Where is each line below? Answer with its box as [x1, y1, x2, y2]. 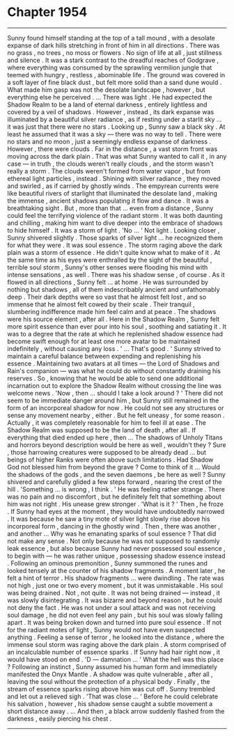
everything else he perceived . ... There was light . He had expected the [7, 93, 212, 101]
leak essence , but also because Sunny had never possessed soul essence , [7, 544, 226, 552]
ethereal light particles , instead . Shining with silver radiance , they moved [7, 174, 221, 182]
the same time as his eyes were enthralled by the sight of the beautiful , [7, 256, 212, 264]
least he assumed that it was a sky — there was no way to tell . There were [7, 130, 221, 138]
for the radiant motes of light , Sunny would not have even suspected [7, 625, 205, 634]
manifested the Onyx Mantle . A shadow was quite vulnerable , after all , [7, 670, 214, 678]
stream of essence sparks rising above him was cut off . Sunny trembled [7, 684, 216, 693]
